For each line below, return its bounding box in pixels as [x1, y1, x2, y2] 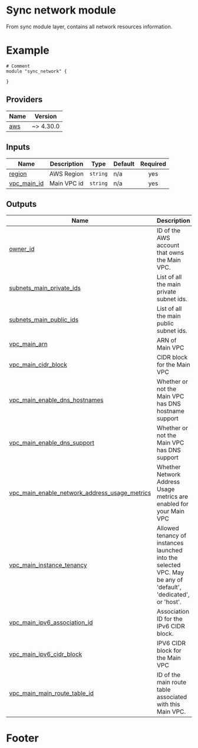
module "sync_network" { [6, 68, 67, 74]
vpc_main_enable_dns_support [9, 439, 95, 447]
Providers [6, 95, 43, 105]
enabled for [156, 500, 189, 508]
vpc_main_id [9, 179, 44, 187]
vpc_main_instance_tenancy [9, 561, 87, 569]
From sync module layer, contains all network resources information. [6, 23, 173, 30]
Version [34, 112, 57, 120]
